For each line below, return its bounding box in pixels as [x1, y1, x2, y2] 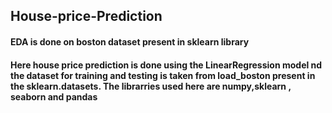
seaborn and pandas [10, 90, 98, 103]
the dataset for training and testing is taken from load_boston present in [10, 69, 316, 81]
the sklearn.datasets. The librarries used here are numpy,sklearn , [10, 80, 292, 92]
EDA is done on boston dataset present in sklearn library [10, 35, 250, 48]
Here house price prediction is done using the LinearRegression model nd [10, 59, 323, 71]
